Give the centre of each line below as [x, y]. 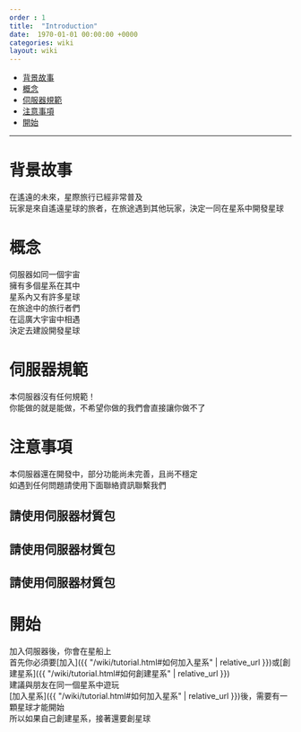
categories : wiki [42, 43]
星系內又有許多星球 [45, 296]
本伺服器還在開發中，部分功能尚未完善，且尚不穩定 [103, 474]
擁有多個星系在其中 [45, 285]
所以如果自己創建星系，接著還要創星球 [80, 718]
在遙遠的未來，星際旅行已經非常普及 [76, 197]
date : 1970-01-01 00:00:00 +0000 [74, 34]
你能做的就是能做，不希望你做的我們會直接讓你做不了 [107, 407]
